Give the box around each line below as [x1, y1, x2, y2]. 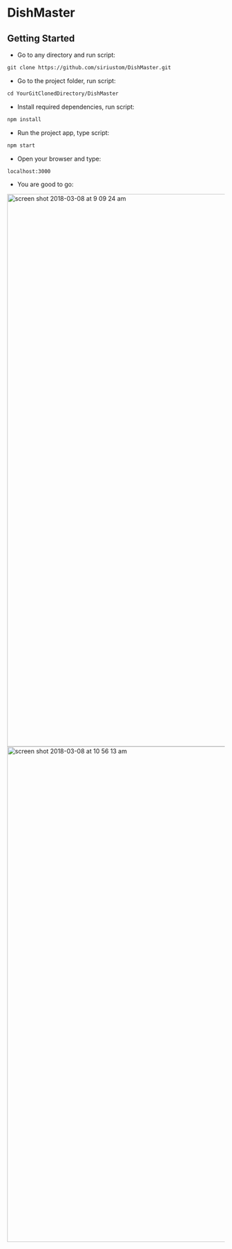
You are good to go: [17, 180, 74, 188]
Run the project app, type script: [17, 128, 110, 136]
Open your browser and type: [17, 154, 101, 163]
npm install [7, 116, 41, 123]
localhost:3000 [7, 168, 51, 174]
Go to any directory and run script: [17, 51, 116, 59]
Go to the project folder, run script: [17, 76, 116, 84]
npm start [7, 142, 36, 149]
